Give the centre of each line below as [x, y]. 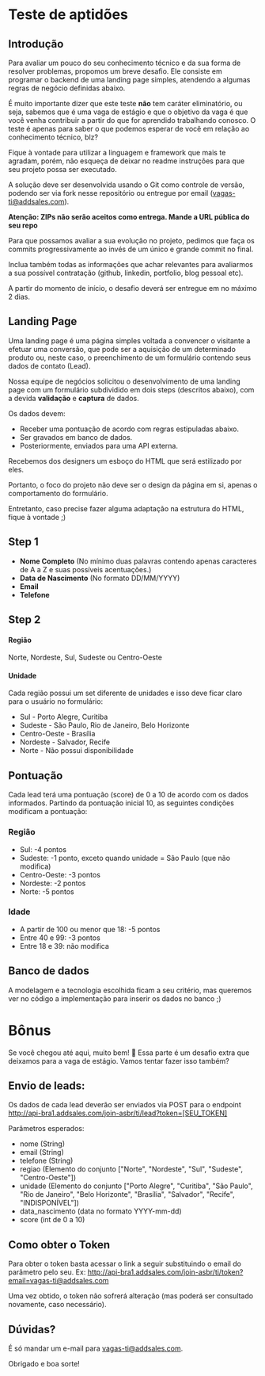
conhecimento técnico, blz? [53, 137]
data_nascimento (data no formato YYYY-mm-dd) [100, 1211]
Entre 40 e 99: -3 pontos [60, 938]
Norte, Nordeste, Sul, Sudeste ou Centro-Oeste [85, 657]
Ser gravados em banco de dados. [76, 437]
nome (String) [42, 1144]
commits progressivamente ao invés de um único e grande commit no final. [131, 249]
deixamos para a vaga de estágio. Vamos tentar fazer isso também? [119, 1061]
